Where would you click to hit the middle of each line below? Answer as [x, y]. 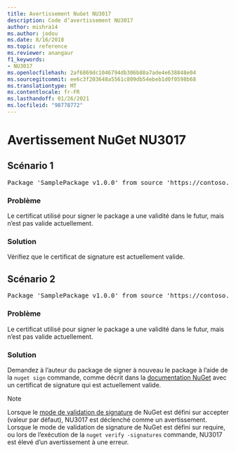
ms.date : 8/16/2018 [36, 40]
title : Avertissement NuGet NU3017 [59, 14]
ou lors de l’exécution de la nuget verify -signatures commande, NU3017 [115, 434]
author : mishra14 [33, 27]
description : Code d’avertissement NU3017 [70, 20]
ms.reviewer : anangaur [40, 53]
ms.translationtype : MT [42, 86]
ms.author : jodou [33, 33]
